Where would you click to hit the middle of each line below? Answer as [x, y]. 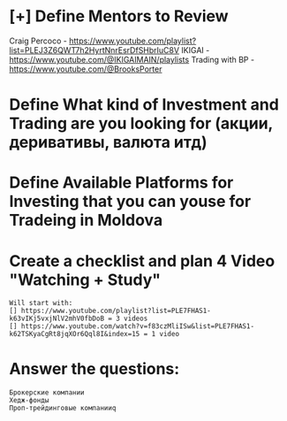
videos [136, 319]
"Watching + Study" [85, 279]
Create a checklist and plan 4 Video [142, 260]
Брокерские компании [47, 393]
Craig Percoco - [38, 41]
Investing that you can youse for [130, 202]
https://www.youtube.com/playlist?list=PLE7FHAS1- [116, 311]
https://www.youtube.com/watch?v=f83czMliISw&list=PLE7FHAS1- [137, 326]
